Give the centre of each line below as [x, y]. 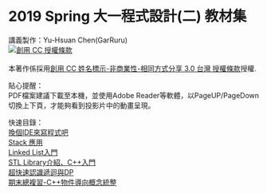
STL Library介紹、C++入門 [52, 162]
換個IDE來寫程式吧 [39, 132]
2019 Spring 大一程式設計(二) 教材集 [128, 16]
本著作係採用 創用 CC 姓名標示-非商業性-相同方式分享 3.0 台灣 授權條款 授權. [132, 68]
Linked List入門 [33, 152]
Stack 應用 [26, 142]
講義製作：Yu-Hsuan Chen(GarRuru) [68, 40]
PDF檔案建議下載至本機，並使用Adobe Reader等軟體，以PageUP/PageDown [134, 95]
